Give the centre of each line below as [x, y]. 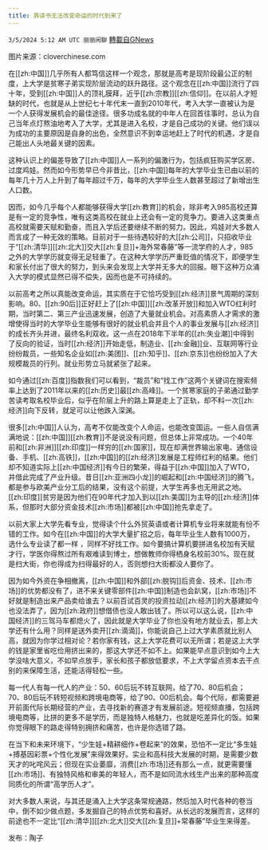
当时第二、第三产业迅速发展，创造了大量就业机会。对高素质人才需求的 [137, 313]
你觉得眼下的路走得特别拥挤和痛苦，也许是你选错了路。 [99, 727]
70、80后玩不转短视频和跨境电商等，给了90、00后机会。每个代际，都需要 [130, 697]
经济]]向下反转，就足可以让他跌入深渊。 [74, 410]
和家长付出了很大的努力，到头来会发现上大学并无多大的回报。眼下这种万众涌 [134, 266]
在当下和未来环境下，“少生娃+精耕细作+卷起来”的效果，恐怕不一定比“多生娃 [133, 744]
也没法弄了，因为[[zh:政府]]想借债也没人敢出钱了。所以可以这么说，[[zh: [127, 610]
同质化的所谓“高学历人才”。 [53, 784]
